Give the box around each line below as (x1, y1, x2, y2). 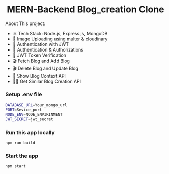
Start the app (5, 152, 39, 159)
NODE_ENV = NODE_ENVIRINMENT (5, 112, 63, 117)
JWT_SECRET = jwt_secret (5, 116, 53, 122)
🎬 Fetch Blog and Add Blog (12, 58, 70, 64)
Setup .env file (5, 91, 42, 98)
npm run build (5, 140, 36, 146)
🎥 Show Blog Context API (12, 72, 66, 79)
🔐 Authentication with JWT (12, 41, 69, 47)
